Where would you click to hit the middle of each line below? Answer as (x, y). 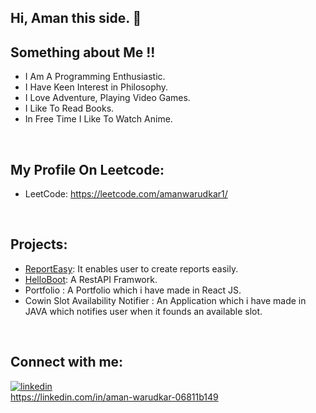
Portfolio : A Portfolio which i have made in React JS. (133, 290)
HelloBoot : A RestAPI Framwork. (91, 279)
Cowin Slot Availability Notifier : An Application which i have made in (165, 300)
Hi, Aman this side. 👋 (76, 18)
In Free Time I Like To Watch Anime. (98, 119)
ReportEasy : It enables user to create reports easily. (131, 268)
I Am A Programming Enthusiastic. (95, 77)
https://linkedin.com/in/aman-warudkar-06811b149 (114, 397)
